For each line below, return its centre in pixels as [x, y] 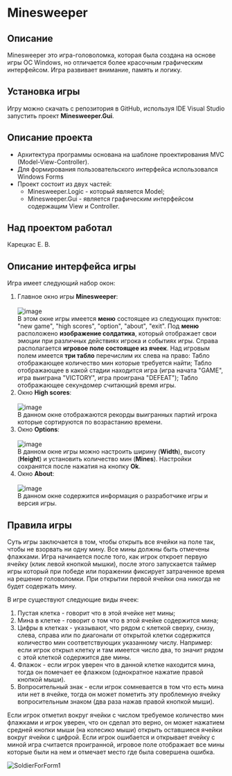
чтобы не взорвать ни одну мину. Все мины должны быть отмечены [108, 550]
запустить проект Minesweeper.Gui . [61, 115]
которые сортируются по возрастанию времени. [90, 422]
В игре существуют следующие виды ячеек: [73, 600]
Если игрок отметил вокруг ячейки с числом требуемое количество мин [115, 715]
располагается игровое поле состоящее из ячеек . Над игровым [113, 348]
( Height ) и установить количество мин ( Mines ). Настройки [104, 459]
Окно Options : [38, 429]
